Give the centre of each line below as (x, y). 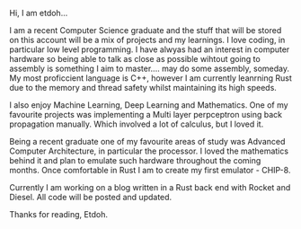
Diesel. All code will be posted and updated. (91, 197)
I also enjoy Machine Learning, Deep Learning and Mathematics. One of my (149, 105)
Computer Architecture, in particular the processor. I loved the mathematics (149, 151)
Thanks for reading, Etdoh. (58, 214)
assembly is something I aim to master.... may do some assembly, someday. (150, 68)
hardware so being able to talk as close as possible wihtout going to (135, 59)
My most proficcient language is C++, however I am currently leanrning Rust (150, 78)
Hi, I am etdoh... (39, 13)
